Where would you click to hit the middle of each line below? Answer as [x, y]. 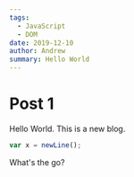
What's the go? [37, 162]
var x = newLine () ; [46, 145]
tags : [19, 18]
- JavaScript [42, 26]
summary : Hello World [50, 59]
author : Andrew [38, 51]
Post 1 [32, 104]
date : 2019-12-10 [42, 43]
